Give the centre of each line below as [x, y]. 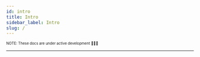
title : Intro [22, 17]
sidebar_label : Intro [33, 22]
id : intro [18, 11]
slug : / [16, 28]
